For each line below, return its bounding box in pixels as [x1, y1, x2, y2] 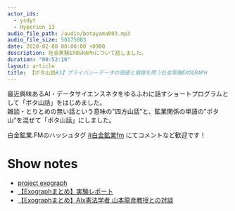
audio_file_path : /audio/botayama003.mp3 [7, 30, 131, 37]
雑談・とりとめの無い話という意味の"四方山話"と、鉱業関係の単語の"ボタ [7, 107, 220, 115]
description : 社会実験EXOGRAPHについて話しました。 [7, 50, 147, 57]
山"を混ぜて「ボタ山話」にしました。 [7, 115, 115, 124]
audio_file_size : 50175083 [7, 37, 87, 44]
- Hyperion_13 [13, 23, 55, 30]
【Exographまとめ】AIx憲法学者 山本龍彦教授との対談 [17, 196, 174, 205]
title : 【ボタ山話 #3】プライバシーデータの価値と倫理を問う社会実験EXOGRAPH [7, 69, 208, 76]
